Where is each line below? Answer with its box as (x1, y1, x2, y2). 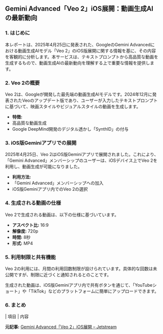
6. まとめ (5, 301, 26, 308)
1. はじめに (5, 30, 30, 37)
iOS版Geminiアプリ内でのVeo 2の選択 (12, 186, 88, 192)
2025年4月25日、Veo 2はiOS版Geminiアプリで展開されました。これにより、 (5, 152, 159, 157)
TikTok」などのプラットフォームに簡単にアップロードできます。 (30, 288, 159, 294)
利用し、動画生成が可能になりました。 (5, 164, 82, 170)
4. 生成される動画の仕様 (5, 199, 61, 206)
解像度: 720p (12, 228, 39, 234)
